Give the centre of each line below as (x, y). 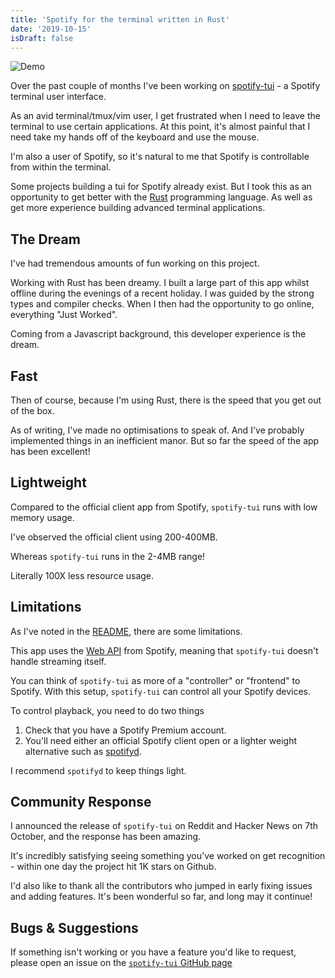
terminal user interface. (58, 97)
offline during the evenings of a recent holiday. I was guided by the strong (162, 293)
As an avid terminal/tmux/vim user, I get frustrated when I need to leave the (165, 116)
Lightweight (48, 482)
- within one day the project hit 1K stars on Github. (113, 867)
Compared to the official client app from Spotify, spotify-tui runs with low (164, 507)
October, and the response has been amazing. (106, 837)
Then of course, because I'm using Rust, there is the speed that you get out (166, 400)
